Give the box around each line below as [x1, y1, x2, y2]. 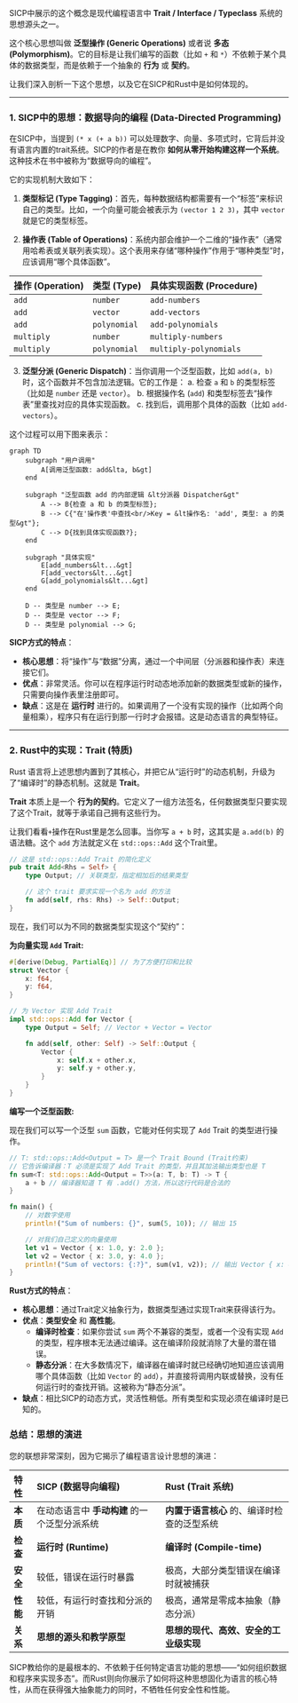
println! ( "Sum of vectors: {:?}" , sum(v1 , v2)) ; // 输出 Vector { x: [25, 1260, 286, 1269]
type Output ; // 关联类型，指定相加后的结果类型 [25, 871, 188, 881]
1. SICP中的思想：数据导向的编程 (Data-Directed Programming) [9, 111, 282, 123]
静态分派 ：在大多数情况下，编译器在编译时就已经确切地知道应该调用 [35, 1359, 285, 1370]
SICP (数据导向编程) [36, 1480, 121, 1493]
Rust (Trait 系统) [165, 1480, 235, 1493]
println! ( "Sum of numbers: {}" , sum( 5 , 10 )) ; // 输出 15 [25, 1219, 238, 1228]
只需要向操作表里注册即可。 [21, 689, 124, 700]
